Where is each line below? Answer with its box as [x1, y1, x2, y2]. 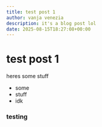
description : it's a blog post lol [6, 20, 97, 26]
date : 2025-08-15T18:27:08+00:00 [6, 26, 91, 32]
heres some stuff [6, 73, 49, 80]
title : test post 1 [6, 9, 56, 15]
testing [6, 112, 28, 121]
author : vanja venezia [6, 15, 64, 21]
